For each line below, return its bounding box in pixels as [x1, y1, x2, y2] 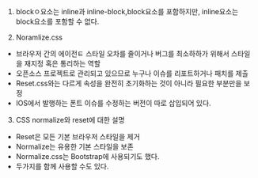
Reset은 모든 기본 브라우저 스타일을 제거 [15, 132, 140, 141]
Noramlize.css [15, 32, 63, 42]
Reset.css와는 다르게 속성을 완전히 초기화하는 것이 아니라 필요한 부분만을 [15, 78, 242, 88]
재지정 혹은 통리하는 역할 [24, 59, 101, 68]
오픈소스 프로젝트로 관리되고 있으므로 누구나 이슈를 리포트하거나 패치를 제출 [15, 69, 249, 78]
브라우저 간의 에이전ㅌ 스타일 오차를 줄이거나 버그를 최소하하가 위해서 [15, 49, 230, 58]
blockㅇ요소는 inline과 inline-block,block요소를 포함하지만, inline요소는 [15, 7, 239, 16]
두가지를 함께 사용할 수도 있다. [15, 161, 109, 171]
